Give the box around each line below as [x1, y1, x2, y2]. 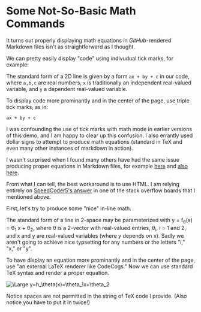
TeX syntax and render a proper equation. [6, 269, 110, 276]
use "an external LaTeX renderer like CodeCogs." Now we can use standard [6, 262, 193, 270]
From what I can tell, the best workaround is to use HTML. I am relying [6, 180, 180, 187]
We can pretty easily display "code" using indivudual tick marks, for [6, 54, 174, 62]
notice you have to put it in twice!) [6, 298, 91, 306]
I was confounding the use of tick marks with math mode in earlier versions [6, 125, 193, 132]
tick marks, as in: [6, 103, 49, 110]
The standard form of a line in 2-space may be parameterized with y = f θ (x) [6, 216, 193, 225]
